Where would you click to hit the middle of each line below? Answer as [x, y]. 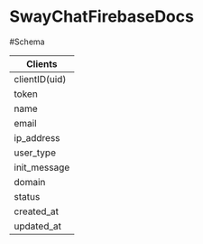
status [27, 196]
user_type [35, 153]
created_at [37, 211]
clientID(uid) [40, 79]
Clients [42, 63]
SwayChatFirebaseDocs [101, 17]
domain [30, 182]
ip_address [37, 137]
